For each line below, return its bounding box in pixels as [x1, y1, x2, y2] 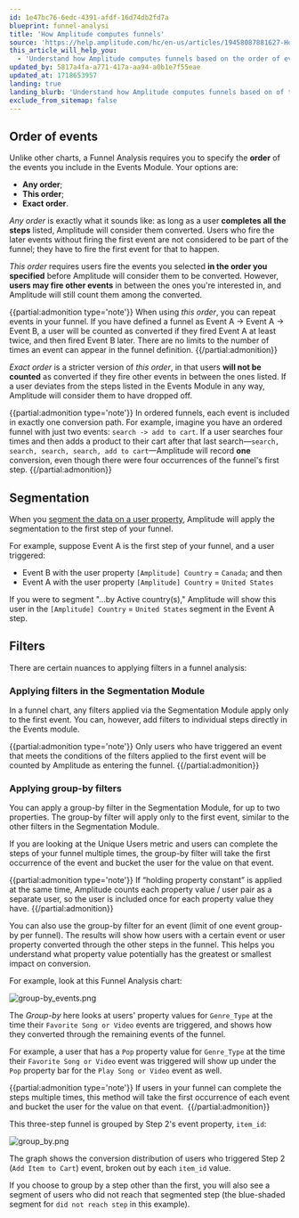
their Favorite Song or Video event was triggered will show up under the [9, 1056, 277, 1067]
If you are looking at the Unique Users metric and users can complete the [9, 838, 279, 849]
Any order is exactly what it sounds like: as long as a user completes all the [9, 216, 287, 226]
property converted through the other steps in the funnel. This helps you [9, 939, 275, 950]
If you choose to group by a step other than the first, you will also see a [9, 1180, 271, 1190]
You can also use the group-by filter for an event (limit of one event [9, 920, 256, 931]
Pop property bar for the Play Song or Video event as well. [9, 1066, 222, 1076]
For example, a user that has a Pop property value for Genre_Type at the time [9, 1046, 286, 1057]
